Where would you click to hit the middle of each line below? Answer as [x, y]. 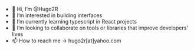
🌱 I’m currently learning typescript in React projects [74, 21]
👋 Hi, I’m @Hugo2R [35, 9]
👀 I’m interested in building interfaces [57, 15]
